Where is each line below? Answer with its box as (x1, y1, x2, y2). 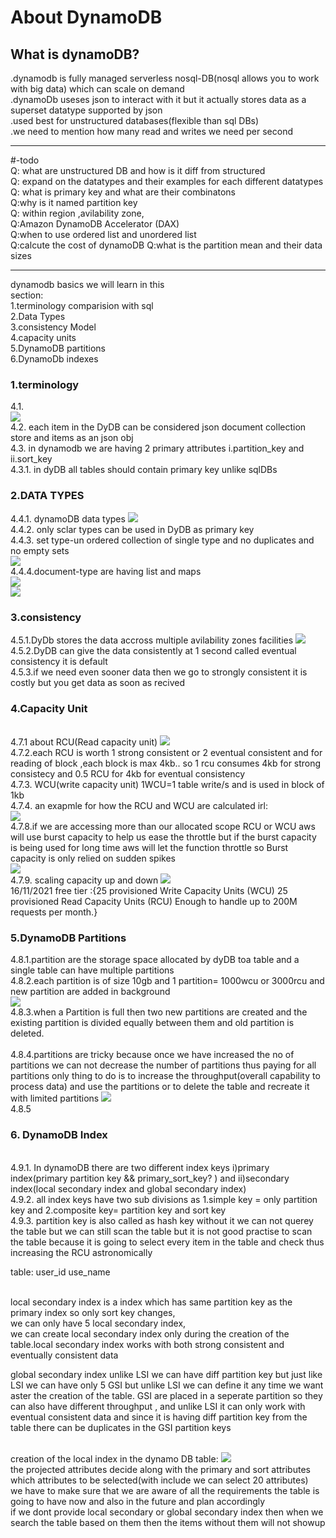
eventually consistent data (10, 1349, 119, 1361)
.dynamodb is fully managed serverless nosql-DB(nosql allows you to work (10, 72, 320, 84)
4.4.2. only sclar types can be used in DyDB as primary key (10, 523, 255, 535)
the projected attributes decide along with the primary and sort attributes (10, 1463, 311, 1475)
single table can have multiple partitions (10, 964, 175, 976)
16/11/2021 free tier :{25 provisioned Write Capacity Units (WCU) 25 (10, 885, 288, 897)
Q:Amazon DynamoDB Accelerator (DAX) (10, 218, 180, 230)
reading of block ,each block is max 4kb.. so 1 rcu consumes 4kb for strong (10, 757, 322, 770)
